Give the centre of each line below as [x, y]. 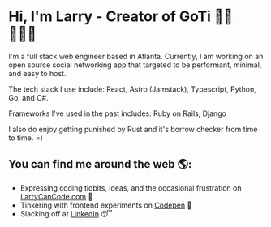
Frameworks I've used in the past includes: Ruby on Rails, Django [118, 113]
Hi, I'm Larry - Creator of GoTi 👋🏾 [121, 17]
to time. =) [26, 138]
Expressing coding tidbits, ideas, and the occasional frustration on [131, 188]
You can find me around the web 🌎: [100, 164]
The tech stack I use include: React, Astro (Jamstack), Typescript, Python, [133, 89]
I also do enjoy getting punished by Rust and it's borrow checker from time [133, 129]
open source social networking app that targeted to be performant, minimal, [135, 65]
